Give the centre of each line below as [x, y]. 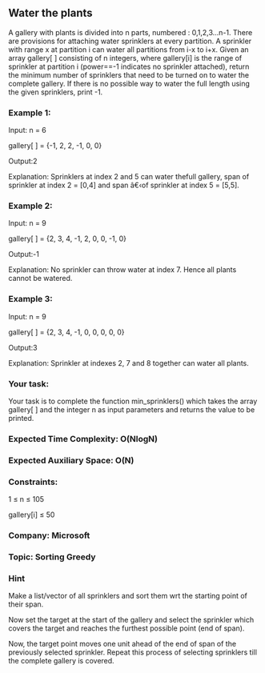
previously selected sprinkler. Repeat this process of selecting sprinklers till [133, 652]
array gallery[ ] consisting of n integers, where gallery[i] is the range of [125, 58]
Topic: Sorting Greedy [52, 557]
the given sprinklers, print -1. [56, 92]
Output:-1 [24, 254]
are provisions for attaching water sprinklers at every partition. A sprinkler [130, 41]
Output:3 [23, 347]
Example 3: [31, 299]
